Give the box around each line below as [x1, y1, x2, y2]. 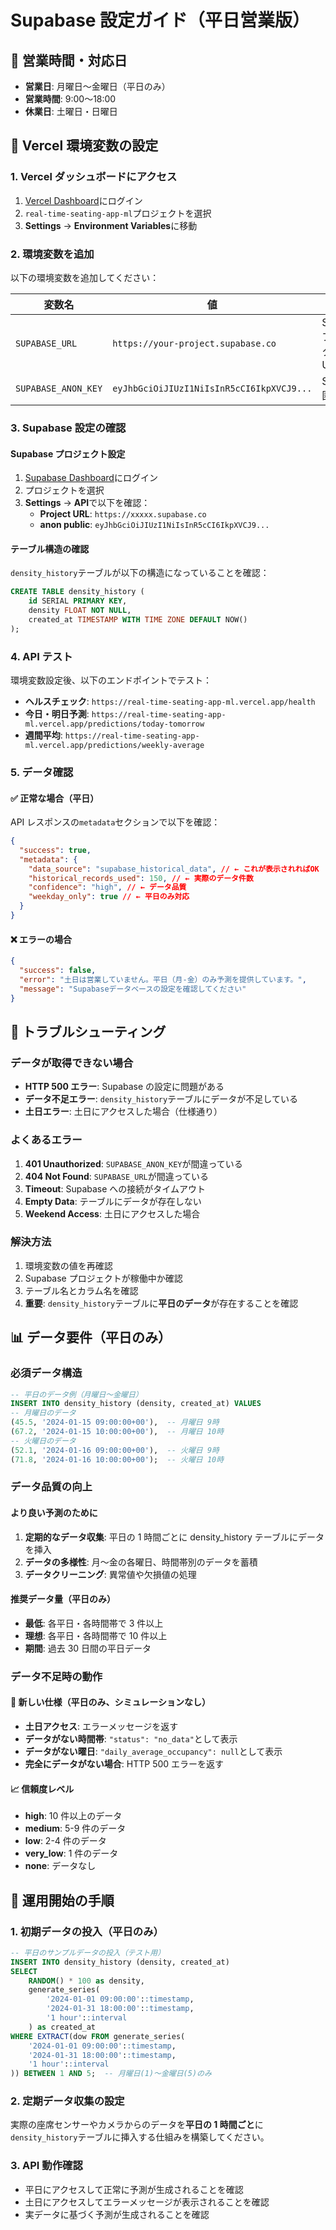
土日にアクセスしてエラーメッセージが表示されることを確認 [24, 2196, 270, 2208]
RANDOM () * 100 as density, [28, 1976, 145, 1986]
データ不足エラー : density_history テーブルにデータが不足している [24, 1093, 298, 1105]
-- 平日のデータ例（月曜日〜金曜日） [10, 1389, 143, 1400]
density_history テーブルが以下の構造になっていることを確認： [10, 567, 270, 579]
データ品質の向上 [10, 1480, 93, 1494]
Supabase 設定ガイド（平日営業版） [10, 9, 311, 32]
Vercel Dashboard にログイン [24, 194, 143, 206]
